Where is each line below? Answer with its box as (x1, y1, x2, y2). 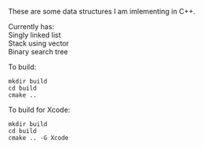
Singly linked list (8, 31, 62, 39)
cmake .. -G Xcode (8, 134, 69, 142)
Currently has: (8, 22, 55, 31)
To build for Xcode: (8, 105, 71, 114)
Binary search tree (8, 47, 69, 56)
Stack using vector (8, 39, 70, 48)
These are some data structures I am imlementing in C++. (8, 7, 196, 16)
